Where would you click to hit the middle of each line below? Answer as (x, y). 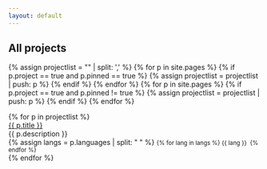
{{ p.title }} (26, 126)
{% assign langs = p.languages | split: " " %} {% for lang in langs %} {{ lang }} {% (133, 143)
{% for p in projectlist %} (49, 117)
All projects (38, 48)
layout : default (35, 16)
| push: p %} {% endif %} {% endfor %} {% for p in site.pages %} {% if (125, 84)
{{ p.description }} (38, 134)
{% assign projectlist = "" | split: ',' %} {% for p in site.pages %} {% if (122, 67)
